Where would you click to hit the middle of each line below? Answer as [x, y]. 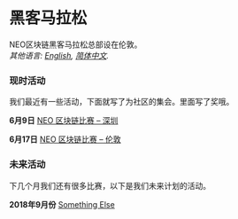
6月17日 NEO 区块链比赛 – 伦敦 [65, 139]
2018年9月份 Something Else [62, 204]
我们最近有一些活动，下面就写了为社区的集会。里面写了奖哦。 [122, 102]
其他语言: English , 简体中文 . [59, 55]
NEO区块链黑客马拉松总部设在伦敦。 [76, 44]
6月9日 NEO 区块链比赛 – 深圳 [64, 121]
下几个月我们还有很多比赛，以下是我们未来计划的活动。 [110, 185]
